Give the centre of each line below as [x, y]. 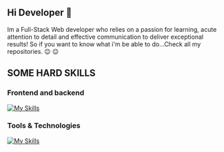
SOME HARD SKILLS [51, 73]
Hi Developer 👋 [40, 13]
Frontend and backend [46, 93]
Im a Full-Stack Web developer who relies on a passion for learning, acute [112, 29]
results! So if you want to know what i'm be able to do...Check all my [104, 44]
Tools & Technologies [44, 126]
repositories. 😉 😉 [33, 51]
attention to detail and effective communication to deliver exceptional [105, 37]
